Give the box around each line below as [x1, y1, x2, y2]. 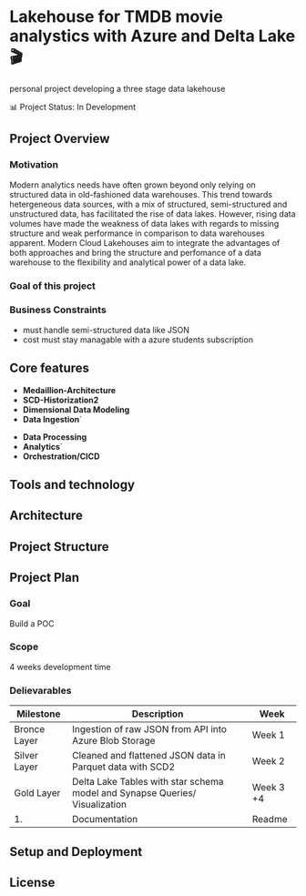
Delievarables [9, 684, 72, 697]
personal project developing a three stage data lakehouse [9, 83, 226, 94]
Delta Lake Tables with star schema [72, 776, 224, 789]
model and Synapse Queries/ [72, 787, 197, 799]
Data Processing [22, 431, 87, 443]
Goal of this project [9, 280, 96, 292]
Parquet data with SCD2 [72, 760, 176, 773]
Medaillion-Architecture [22, 384, 117, 395]
